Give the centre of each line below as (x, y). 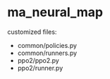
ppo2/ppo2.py (38, 60)
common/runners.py (47, 53)
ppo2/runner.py (40, 68)
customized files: (32, 32)
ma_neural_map (55, 12)
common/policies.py (47, 45)
